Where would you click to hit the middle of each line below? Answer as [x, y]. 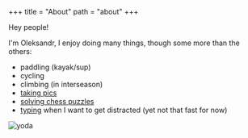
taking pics [38, 93]
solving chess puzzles [57, 101]
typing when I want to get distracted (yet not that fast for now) [124, 110]
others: [20, 51]
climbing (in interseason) [61, 84]
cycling [32, 75]
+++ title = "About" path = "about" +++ [74, 12]
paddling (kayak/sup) [55, 67]
